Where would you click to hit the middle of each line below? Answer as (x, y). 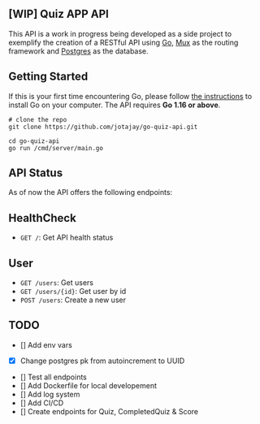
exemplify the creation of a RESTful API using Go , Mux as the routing (123, 42)
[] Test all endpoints (54, 377)
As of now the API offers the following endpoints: (91, 193)
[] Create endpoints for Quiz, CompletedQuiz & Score (109, 411)
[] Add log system (50, 394)
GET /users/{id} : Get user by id (73, 292)
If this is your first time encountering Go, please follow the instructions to (130, 96)
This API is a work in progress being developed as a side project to (120, 33)
